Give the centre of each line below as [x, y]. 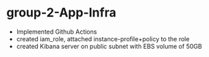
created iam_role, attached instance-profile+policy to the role [103, 38]
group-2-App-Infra [61, 13]
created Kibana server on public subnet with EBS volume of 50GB [109, 46]
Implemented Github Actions [57, 32]
